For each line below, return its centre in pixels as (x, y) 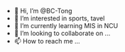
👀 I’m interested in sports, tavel (59, 18)
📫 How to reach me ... (47, 41)
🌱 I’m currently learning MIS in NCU (66, 26)
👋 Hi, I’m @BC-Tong (43, 11)
